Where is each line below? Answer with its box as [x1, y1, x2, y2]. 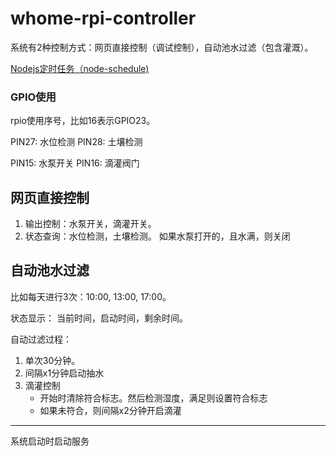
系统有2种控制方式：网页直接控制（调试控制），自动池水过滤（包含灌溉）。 [10, 41, 314, 53]
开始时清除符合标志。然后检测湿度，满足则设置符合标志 [39, 392, 268, 404]
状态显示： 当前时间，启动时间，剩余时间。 [10, 312, 188, 324]
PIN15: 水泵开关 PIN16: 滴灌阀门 [10, 157, 140, 169]
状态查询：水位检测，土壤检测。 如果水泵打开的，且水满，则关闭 [24, 230, 291, 242]
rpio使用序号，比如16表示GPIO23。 [10, 115, 156, 127]
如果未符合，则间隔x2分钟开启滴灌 [39, 404, 182, 416]
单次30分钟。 [24, 354, 81, 366]
